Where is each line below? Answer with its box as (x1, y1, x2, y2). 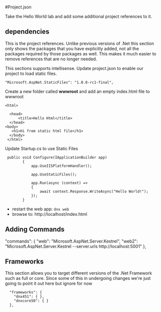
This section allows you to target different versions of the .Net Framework (5, 270, 152, 276)
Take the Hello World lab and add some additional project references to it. (5, 14, 152, 19)
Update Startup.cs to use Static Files (5, 145, 79, 151)
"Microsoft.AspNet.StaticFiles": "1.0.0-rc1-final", (5, 80, 114, 85)
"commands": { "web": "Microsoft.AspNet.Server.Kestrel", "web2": (5, 238, 138, 244)
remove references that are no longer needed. (5, 56, 97, 62)
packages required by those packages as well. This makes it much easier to (5, 51, 157, 56)
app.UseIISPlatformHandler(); (31, 163, 92, 168)
